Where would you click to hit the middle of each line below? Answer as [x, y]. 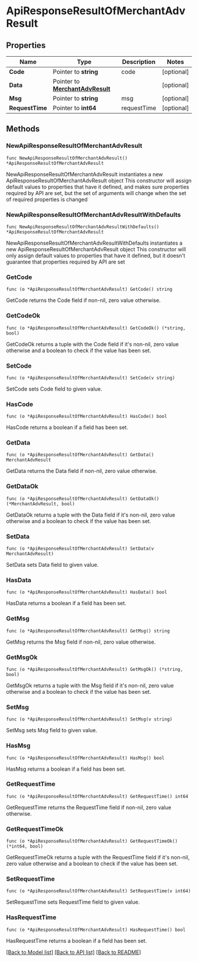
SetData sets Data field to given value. [52, 565]
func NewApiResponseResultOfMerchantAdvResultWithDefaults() [83, 227]
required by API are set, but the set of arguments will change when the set [96, 193]
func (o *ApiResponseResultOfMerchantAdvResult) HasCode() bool [87, 417]
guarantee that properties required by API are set [66, 262]
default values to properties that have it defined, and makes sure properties [98, 187]
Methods [23, 129]
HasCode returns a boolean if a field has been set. [67, 427]
